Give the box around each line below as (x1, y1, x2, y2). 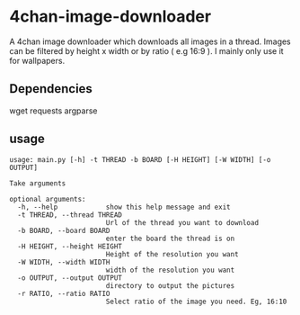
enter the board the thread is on (105, 234, 235, 243)
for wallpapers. (9, 55, 66, 66)
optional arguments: (9, 194, 87, 203)
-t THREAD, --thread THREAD (17, 210, 123, 220)
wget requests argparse (9, 105, 98, 116)
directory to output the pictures (105, 281, 235, 290)
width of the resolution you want (105, 265, 235, 274)
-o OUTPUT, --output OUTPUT (17, 273, 123, 283)
